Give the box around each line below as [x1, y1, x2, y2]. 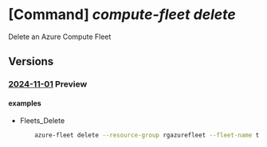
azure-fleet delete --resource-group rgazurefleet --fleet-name [34, 131, 253, 140]
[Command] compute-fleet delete [8, 6, 237, 24]
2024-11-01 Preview [8, 79, 88, 90]
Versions [8, 55, 54, 68]
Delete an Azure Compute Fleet [8, 32, 112, 41]
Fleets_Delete [19, 116, 65, 126]
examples [8, 98, 41, 108]
